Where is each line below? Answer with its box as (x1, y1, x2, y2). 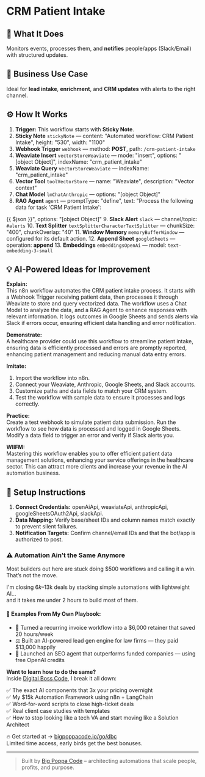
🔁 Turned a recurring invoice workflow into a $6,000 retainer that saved (15, 624, 195, 631)
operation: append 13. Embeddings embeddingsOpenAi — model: (6, 241, 167, 249)
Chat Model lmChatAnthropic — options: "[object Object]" (15, 191, 160, 198)
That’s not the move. (6, 571, 58, 578)
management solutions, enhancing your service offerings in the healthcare (6, 456, 194, 464)
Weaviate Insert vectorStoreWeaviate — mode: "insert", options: (15, 151, 178, 159)
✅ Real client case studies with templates (6, 707, 110, 714)
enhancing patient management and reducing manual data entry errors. (6, 351, 186, 358)
